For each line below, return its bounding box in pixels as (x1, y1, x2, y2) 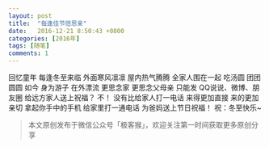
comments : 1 (8, 49, 48, 57)
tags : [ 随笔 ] (8, 42, 50, 50)
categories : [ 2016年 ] (8, 34, 80, 43)
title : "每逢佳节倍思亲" (8, 19, 87, 27)
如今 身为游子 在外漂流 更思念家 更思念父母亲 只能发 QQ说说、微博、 (23, 82, 253, 92)
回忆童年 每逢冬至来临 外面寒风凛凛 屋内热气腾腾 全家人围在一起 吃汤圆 (8, 73, 245, 82)
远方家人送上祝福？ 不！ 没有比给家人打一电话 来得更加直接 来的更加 (31, 93, 259, 102)
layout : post (8, 11, 53, 20)
